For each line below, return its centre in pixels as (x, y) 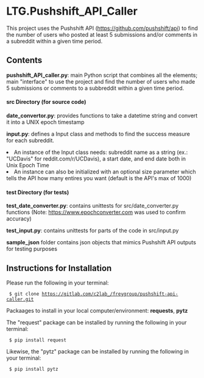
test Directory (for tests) (38, 192)
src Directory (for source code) (46, 102)
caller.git (20, 299)
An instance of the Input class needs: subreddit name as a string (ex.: (101, 152)
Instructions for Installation (59, 268)
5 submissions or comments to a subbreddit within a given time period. (95, 88)
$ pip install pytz (34, 369)
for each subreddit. (30, 140)
